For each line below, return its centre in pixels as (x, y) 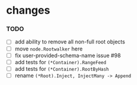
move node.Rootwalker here (49, 49)
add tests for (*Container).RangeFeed (60, 62)
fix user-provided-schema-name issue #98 (68, 55)
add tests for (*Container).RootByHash (62, 68)
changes (28, 10)
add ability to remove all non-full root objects (70, 42)
